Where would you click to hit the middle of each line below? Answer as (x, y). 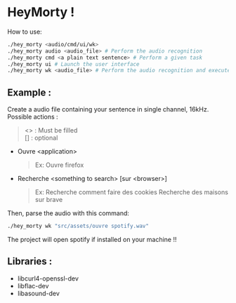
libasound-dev (38, 293)
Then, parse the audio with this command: (68, 213)
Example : (29, 92)
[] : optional (41, 138)
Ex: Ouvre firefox (59, 165)
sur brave (49, 200)
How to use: (25, 32)
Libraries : (30, 261)
